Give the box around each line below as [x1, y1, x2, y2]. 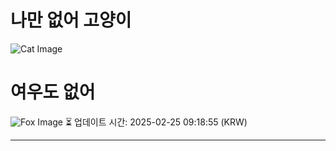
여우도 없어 [10, 81, 96, 104]
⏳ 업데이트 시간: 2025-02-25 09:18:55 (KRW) [64, 116, 248, 128]
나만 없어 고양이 [10, 9, 132, 32]
